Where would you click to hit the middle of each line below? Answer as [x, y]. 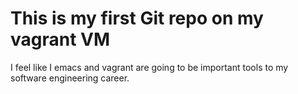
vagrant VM [60, 39]
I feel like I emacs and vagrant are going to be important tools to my [149, 67]
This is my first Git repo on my [137, 18]
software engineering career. [70, 78]
